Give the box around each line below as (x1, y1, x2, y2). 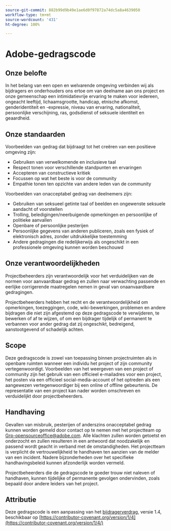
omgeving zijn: (5, 149, 37, 155)
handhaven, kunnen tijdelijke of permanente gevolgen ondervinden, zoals (5, 475, 160, 481)
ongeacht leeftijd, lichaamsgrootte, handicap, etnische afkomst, (5, 99, 139, 105)
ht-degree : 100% (5, 22, 40, 27)
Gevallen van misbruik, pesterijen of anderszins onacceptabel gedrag (5, 421, 152, 427)
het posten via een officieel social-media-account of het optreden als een (5, 377, 160, 383)
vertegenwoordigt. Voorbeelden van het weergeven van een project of (5, 365, 154, 372)
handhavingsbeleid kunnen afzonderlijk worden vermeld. (5, 460, 125, 466)
